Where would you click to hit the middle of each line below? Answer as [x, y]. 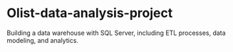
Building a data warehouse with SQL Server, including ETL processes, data [116, 33]
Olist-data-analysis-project [90, 13]
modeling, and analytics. [43, 40]
